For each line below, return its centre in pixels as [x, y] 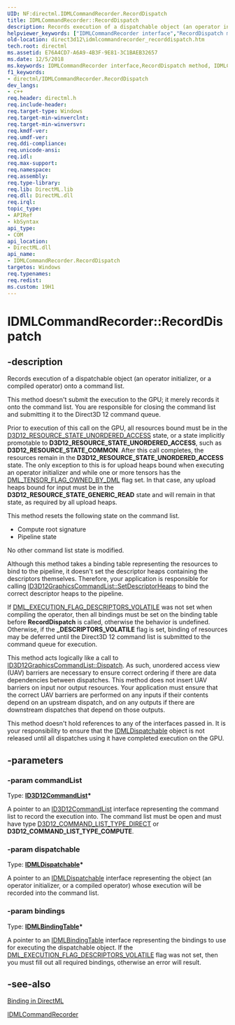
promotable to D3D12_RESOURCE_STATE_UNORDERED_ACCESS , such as [115, 443]
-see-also [29, 984]
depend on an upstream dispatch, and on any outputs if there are [101, 703]
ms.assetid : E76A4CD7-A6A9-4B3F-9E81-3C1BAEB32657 [83, 53]
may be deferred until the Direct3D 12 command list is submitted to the [109, 637]
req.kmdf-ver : [28, 131]
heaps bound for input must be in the [60, 487]
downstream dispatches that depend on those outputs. [86, 710]
